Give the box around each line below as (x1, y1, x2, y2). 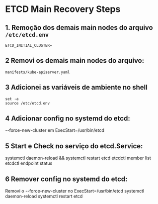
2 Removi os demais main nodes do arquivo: (5, 56, 145, 65)
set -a (5, 96, 19, 102)
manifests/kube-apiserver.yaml (5, 70, 70, 75)
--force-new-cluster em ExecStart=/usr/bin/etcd (5, 127, 104, 133)
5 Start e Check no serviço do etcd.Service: (5, 142, 143, 150)
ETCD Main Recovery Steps (5, 3, 121, 15)
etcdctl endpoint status (5, 160, 53, 166)
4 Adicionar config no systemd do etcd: (5, 114, 130, 123)
